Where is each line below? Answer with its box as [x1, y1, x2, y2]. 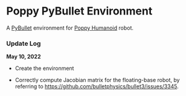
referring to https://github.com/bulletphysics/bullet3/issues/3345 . [14, 83, 179, 90]
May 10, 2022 [6, 53, 41, 60]
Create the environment [14, 65, 74, 72]
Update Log [6, 39, 41, 48]
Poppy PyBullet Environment [6, 4, 153, 18]
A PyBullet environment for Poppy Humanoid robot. [6, 24, 134, 31]
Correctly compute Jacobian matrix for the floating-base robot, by [14, 77, 180, 84]
